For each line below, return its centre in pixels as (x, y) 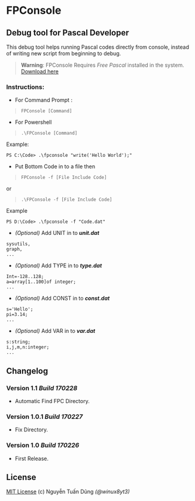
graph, (14, 249)
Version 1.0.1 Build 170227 (45, 416)
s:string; (19, 342)
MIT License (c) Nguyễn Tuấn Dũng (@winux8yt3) (68, 492)
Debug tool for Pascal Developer (68, 33)
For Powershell (33, 122)
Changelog (27, 371)
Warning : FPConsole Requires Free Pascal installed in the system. (102, 65)
